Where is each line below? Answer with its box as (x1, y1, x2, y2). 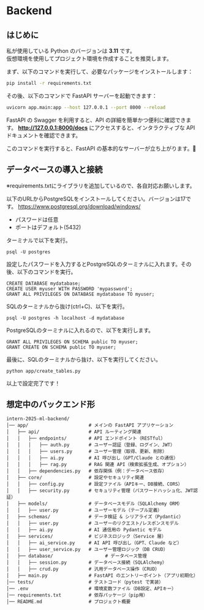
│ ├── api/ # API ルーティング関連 (6, 429, 142, 435)
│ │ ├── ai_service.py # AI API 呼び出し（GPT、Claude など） (6, 540, 182, 546)
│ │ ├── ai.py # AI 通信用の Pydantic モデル (6, 527, 162, 533)
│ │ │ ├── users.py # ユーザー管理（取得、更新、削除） (6, 448, 167, 455)
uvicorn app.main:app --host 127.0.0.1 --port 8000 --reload (6, 104, 166, 111)
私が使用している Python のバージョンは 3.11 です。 (6, 47, 136, 54)
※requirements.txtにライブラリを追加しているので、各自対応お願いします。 (6, 182, 195, 189)
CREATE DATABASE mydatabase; (6, 280, 81, 287)
